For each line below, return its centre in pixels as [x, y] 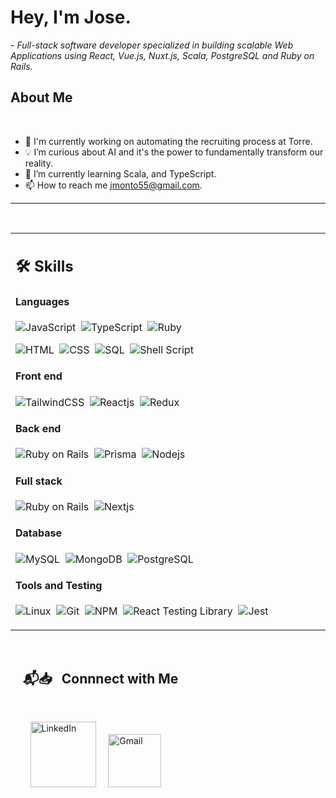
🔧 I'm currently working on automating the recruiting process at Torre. [168, 141]
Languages [42, 301]
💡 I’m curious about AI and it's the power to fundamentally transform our [174, 152]
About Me [41, 97]
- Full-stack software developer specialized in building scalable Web [152, 45]
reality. [38, 163]
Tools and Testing [59, 586]
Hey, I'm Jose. [71, 17]
